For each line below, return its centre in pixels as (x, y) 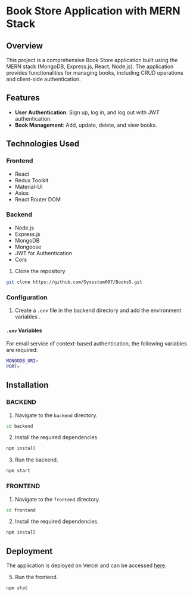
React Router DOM (38, 199)
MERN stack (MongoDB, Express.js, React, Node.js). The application (90, 66)
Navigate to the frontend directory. (57, 499)
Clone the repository (40, 271)
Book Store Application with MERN (93, 11)
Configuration (27, 297)
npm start (18, 471)
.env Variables (24, 330)
